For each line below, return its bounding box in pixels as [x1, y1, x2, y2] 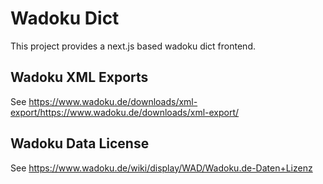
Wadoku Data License [10, 135, 150, 152]
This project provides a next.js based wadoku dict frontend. [10, 40, 256, 52]
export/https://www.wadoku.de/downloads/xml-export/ [10, 106, 240, 118]
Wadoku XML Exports [10, 69, 149, 86]
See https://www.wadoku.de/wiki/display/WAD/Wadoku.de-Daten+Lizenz [10, 162, 313, 174]
